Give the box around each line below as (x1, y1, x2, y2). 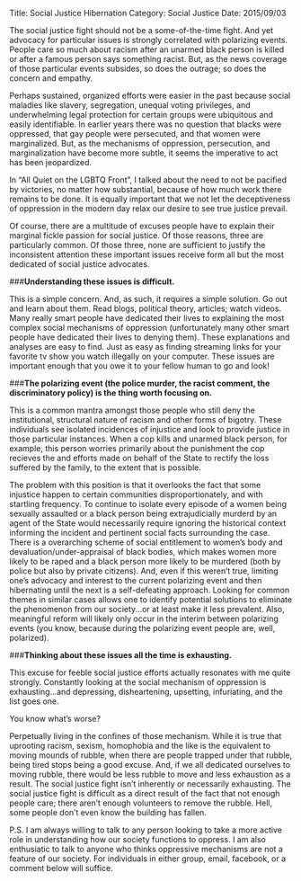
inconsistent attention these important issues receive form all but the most (9, 249, 285, 260)
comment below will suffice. (9, 863, 114, 873)
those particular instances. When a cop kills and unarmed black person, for (9, 433, 288, 444)
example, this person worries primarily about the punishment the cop (9, 443, 265, 453)
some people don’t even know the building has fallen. (9, 807, 207, 817)
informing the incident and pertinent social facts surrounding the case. (9, 528, 270, 538)
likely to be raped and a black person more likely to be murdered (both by (9, 556, 281, 566)
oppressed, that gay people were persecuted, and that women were (9, 129, 261, 138)
